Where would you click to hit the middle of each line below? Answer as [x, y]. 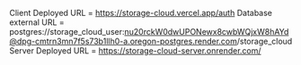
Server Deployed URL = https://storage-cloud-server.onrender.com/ [136, 51]
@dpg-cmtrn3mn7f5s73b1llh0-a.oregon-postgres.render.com [124, 41]
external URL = [37, 22]
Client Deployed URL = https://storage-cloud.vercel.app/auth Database [141, 13]
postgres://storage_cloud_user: [67, 32]
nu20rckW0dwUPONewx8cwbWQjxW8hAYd [207, 32]
